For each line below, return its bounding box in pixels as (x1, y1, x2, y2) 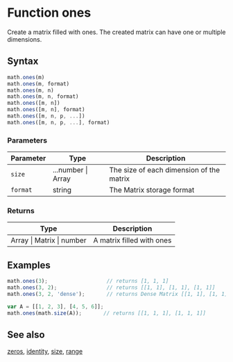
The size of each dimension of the (109, 165, 221, 175)
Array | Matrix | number (10, 236, 87, 245)
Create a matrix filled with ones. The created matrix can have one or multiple (7, 28, 226, 36)
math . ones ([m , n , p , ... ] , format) (7, 119, 110, 126)
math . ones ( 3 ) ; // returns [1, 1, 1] (7, 278, 169, 285)
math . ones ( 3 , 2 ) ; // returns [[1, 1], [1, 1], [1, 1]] (7, 284, 216, 291)
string (52, 186, 71, 195)
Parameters (7, 135, 47, 145)
